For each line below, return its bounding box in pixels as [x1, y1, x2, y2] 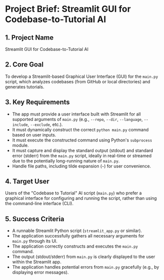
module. [12, 142, 29, 148]
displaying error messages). [12, 269, 69, 275]
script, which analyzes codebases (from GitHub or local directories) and [5, 78, 150, 84]
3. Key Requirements [5, 98, 70, 106]
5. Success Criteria [5, 214, 65, 223]
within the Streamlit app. [12, 259, 62, 265]
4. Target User [5, 177, 50, 186]
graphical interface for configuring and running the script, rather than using [5, 195, 157, 201]
